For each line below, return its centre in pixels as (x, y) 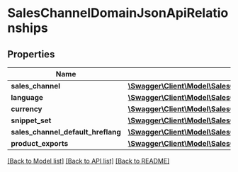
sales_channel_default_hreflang (66, 132)
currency (27, 109)
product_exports (40, 143)
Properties (31, 54)
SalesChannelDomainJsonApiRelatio (118, 13)
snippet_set (31, 120)
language (27, 97)
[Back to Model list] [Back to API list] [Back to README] (89, 161)
